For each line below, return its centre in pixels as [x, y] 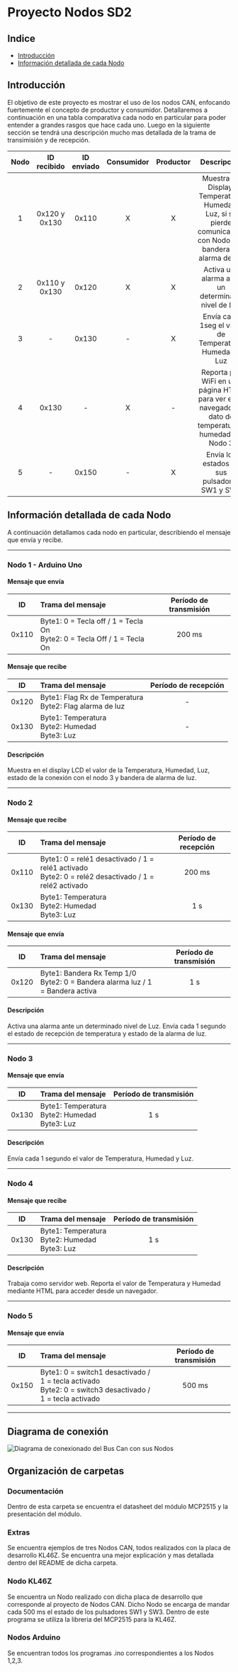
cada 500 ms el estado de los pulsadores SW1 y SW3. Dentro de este [108, 1612]
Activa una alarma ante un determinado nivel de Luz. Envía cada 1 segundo [117, 1026]
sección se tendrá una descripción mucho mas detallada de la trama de [112, 132]
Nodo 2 [20, 803]
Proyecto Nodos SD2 [70, 12]
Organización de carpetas [66, 1471]
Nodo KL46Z [30, 1581]
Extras [19, 1532]
